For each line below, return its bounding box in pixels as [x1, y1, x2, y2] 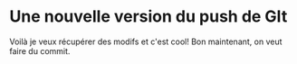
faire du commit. [9, 45, 71, 56]
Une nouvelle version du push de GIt [9, 6, 288, 27]
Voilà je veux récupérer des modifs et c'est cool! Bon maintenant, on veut [9, 36, 283, 47]
